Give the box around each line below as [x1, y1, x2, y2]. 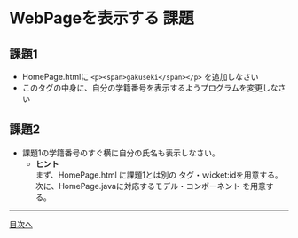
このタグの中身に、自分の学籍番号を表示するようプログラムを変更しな [21, 83, 278, 93]
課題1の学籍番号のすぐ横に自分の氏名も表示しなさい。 [21, 147, 220, 158]
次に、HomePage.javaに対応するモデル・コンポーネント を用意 [35, 180, 266, 191]
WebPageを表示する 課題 [9, 8, 195, 28]
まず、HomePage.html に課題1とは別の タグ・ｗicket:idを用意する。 [35, 170, 283, 180]
